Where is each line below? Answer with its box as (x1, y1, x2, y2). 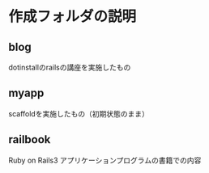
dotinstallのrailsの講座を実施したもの (8, 62, 131, 72)
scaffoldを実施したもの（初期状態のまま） (8, 108, 150, 118)
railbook (8, 133, 51, 146)
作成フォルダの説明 (8, 7, 137, 26)
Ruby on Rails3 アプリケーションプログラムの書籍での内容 (8, 155, 202, 165)
